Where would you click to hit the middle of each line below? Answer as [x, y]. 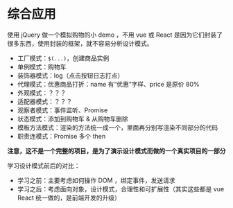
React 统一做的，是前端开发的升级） [69, 198]
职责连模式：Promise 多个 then [61, 136]
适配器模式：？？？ [45, 101]
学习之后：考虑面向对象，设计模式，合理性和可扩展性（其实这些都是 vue [121, 189]
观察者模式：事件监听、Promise [62, 110]
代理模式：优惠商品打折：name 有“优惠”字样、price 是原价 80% [108, 84]
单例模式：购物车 [42, 67]
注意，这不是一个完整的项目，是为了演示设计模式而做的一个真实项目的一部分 [116, 150]
